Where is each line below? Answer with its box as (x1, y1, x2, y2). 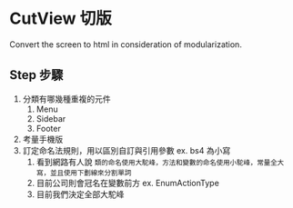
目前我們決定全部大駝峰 (35, 188, 125, 200)
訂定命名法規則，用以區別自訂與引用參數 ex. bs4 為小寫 (22, 144, 231, 155)
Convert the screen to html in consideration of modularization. (9, 38, 243, 50)
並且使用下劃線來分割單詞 (49, 168, 132, 177)
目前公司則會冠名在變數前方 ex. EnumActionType (35, 177, 220, 188)
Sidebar (35, 113, 66, 124)
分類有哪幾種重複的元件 (22, 93, 111, 104)
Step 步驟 (9, 67, 64, 83)
